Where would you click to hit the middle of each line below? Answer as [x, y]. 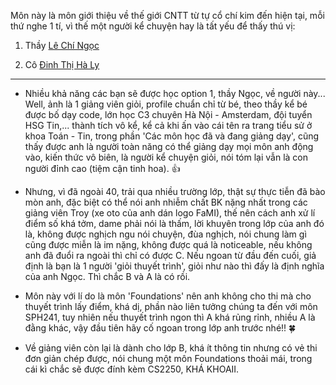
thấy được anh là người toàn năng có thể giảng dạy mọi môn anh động [169, 146]
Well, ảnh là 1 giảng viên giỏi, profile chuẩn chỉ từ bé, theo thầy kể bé [166, 104]
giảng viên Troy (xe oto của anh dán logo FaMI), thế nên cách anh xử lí [170, 213]
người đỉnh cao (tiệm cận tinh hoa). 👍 [102, 168]
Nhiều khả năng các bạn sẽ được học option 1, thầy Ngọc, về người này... [175, 93]
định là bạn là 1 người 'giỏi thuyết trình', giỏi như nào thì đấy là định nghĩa [174, 266]
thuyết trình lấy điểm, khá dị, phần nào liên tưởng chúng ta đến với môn [171, 306]
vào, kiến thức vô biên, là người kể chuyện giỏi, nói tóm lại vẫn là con [166, 157]
